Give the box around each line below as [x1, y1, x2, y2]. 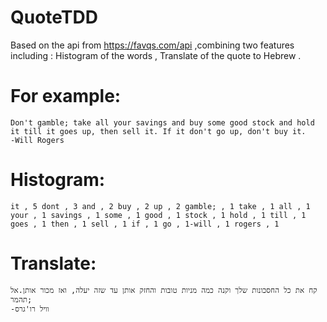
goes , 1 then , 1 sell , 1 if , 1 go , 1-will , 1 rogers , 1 [10, 219, 280, 229]
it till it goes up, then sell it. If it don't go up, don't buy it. [10, 126, 307, 136]
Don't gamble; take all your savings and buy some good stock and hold [10, 117, 315, 128]
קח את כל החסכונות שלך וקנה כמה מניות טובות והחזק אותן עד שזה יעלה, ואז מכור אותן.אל [10, 285, 318, 295]
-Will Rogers [10, 135, 65, 145]
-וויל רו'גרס [10, 304, 50, 314]
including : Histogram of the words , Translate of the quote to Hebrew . [10, 49, 302, 61]
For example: [10, 85, 122, 108]
